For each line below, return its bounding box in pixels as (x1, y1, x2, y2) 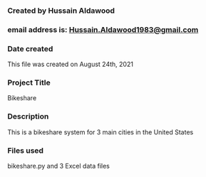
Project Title (7, 77, 51, 87)
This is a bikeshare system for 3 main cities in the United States (7, 127, 194, 136)
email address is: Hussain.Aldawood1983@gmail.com (7, 24, 199, 34)
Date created (7, 43, 53, 53)
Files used (7, 145, 44, 155)
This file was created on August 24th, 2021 (7, 60, 134, 69)
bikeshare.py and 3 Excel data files (7, 162, 110, 171)
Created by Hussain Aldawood (7, 6, 115, 16)
